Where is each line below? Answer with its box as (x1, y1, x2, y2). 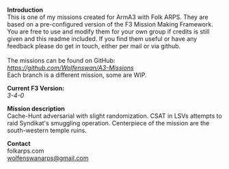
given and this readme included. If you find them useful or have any (7, 35, 198, 43)
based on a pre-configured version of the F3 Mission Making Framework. (7, 20, 213, 28)
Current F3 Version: (7, 84, 65, 92)
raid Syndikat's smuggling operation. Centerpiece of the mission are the (7, 119, 210, 127)
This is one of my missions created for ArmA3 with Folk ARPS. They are (7, 13, 208, 21)
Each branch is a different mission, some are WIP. (7, 71, 147, 79)
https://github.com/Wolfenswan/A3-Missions (7, 64, 135, 72)
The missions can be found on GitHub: (7, 57, 116, 64)
